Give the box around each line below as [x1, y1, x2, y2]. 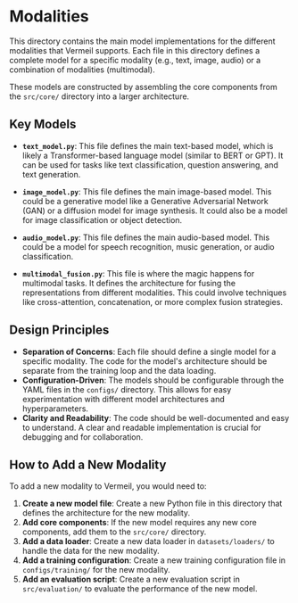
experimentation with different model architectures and [21, 393, 225, 404]
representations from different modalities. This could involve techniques [21, 287, 287, 298]
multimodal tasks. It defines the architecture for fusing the [21, 277, 236, 288]
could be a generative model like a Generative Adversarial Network [21, 195, 269, 206]
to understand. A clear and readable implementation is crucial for [21, 422, 261, 433]
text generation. [21, 169, 81, 179]
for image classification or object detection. [21, 214, 183, 225]
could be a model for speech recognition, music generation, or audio [21, 241, 275, 252]
